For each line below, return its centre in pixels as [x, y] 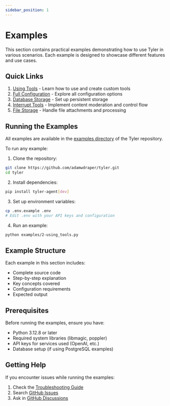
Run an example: [30, 225]
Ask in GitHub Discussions [40, 398]
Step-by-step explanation [39, 278]
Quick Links [24, 76]
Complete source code [37, 273]
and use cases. [21, 60]
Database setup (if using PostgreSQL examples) [63, 349]
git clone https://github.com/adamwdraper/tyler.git [62, 168]
